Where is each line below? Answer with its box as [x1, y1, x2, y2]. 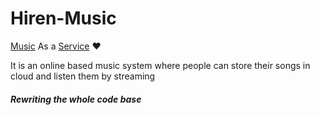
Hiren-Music [10, 7, 117, 30]
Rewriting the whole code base [10, 93, 142, 105]
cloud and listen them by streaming [10, 70, 156, 82]
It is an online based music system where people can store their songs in [10, 59, 311, 71]
